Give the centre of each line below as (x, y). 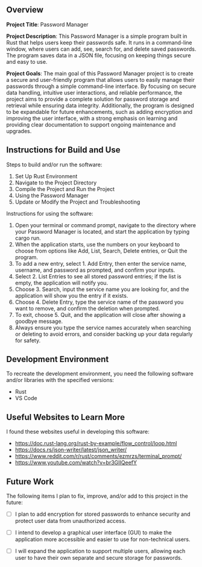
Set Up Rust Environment (46, 176)
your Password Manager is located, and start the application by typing (102, 231)
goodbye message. (39, 321)
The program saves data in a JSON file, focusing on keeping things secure (99, 55)
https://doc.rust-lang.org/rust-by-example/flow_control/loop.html (96, 443)
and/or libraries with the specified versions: (60, 380)
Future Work (30, 481)
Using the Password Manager (52, 195)
